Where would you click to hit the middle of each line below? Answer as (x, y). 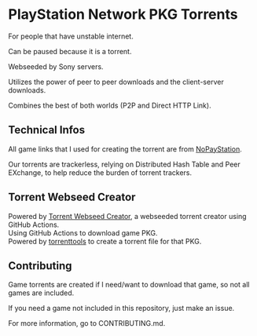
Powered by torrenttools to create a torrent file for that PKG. (105, 241)
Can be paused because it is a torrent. (70, 51)
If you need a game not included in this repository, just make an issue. (121, 309)
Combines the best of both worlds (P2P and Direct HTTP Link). (110, 105)
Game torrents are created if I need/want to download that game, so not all (129, 285)
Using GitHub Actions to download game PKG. (83, 232)
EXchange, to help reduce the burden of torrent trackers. (100, 172)
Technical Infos (47, 130)
